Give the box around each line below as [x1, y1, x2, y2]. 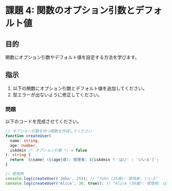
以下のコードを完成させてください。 [5, 119, 82, 125]
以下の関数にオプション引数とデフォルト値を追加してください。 [12, 85, 147, 91]
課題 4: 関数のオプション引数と [5, 5, 136, 16]
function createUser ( [5, 133, 52, 139]
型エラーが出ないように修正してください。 [12, 91, 102, 98]
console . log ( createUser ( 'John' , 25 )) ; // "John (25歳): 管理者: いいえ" [5, 176, 159, 181]
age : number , [10, 143, 38, 148]
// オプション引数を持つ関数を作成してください [5, 129, 92, 134]
